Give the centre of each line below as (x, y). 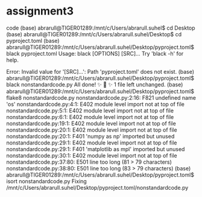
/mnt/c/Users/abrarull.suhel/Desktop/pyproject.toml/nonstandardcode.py (97, 187)
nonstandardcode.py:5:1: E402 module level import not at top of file (90, 111)
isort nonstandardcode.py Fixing (47, 181)
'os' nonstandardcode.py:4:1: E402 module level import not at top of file (96, 104)
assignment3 (40, 11)
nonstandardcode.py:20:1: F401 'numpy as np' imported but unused (90, 136)
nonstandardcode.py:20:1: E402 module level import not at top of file (92, 130)
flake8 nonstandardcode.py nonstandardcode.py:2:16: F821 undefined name (101, 97)
